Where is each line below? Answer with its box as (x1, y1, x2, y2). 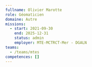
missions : (5, 21, 26, 27)
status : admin (14, 36, 44, 41)
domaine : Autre (5, 17, 37, 22)
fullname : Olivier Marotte (5, 7, 62, 13)
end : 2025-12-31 (14, 31, 49, 36)
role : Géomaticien (5, 12, 44, 17)
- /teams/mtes (10, 49, 39, 54)
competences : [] (5, 54, 39, 59)
